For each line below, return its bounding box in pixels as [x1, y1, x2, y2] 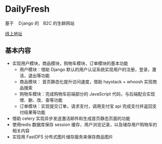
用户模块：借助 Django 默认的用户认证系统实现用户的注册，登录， [19, 66, 153, 72]
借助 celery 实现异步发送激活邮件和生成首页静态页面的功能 [12, 115, 131, 121]
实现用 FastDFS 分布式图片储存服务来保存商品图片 [12, 134, 114, 140]
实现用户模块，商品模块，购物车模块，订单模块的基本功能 [12, 60, 128, 66]
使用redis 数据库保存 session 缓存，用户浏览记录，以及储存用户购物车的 [12, 121, 158, 127]
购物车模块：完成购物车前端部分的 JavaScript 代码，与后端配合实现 [19, 91, 155, 96]
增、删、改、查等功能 [19, 97, 63, 103]
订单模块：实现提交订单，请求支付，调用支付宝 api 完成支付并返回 [19, 103, 153, 109]
